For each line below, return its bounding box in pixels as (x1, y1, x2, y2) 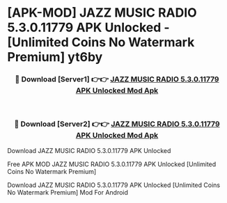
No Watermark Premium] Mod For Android (7, 188, 129, 196)
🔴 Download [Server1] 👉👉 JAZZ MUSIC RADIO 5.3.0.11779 (15, 74, 219, 84)
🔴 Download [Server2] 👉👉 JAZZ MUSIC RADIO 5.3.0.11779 (13, 120, 221, 129)
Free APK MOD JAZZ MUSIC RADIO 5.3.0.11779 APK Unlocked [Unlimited (7, 160, 217, 168)
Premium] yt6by (7, 49, 103, 65)
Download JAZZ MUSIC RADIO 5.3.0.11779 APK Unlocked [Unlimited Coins (7, 181, 221, 189)
